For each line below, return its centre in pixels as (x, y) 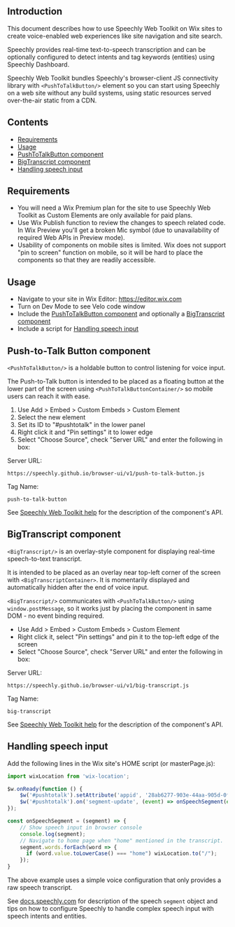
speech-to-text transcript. (45, 559)
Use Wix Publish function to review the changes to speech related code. (121, 223)
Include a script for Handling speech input (78, 329)
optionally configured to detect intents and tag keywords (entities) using (111, 57)
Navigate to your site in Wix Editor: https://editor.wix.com (99, 299)
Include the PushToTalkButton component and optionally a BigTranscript (121, 314)
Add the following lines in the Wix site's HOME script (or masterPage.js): (111, 763)
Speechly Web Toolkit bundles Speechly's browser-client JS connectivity (113, 78)
